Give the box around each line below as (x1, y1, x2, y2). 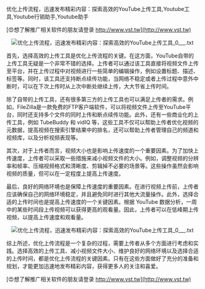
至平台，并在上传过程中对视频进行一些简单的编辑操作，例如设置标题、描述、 (6, 67, 199, 75)
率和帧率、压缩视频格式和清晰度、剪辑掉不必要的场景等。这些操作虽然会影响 (6, 162, 199, 170)
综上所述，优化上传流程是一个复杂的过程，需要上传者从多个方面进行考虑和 (6, 239, 193, 247)
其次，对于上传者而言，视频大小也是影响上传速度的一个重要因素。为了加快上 (6, 147, 199, 154)
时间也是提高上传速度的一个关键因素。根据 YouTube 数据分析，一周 (27, 198, 197, 205)
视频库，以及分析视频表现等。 (6, 134, 81, 141)
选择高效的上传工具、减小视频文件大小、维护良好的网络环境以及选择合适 (16, 247, 199, 254)
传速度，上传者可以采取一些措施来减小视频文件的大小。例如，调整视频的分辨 (6, 155, 199, 162)
